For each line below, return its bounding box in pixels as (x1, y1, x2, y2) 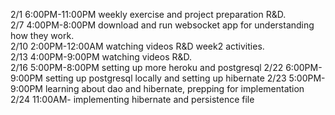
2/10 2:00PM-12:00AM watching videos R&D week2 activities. (10, 40, 265, 52)
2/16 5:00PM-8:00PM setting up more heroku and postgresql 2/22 (10, 62, 284, 73)
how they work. (10, 30, 75, 41)
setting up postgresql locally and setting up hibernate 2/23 (44, 72, 287, 84)
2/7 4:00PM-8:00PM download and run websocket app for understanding (10, 19, 315, 31)
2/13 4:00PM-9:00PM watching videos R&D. (10, 51, 193, 63)
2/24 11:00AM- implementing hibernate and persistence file (10, 94, 255, 105)
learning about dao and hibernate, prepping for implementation (44, 83, 305, 94)
